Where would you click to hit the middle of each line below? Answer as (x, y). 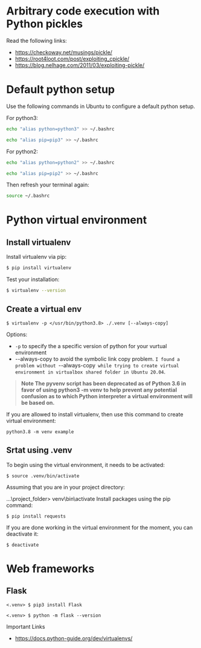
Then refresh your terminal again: (48, 185)
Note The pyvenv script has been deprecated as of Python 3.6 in (104, 383)
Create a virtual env (44, 309)
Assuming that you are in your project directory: (66, 487)
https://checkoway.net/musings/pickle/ (64, 52)
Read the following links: (37, 40)
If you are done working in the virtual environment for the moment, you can (100, 527)
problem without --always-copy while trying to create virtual (97, 365)
